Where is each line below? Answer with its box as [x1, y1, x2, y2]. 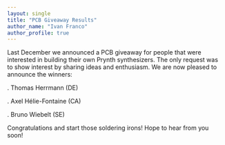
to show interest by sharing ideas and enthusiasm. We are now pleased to [7, 63, 217, 71]
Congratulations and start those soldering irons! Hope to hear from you [7, 124, 209, 132]
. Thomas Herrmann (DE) [7, 84, 79, 92]
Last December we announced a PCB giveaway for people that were [7, 48, 202, 57]
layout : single [7, 10, 51, 17]
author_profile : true [7, 29, 70, 37]
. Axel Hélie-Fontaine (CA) [7, 97, 81, 106]
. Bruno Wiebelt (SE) [7, 110, 66, 119]
